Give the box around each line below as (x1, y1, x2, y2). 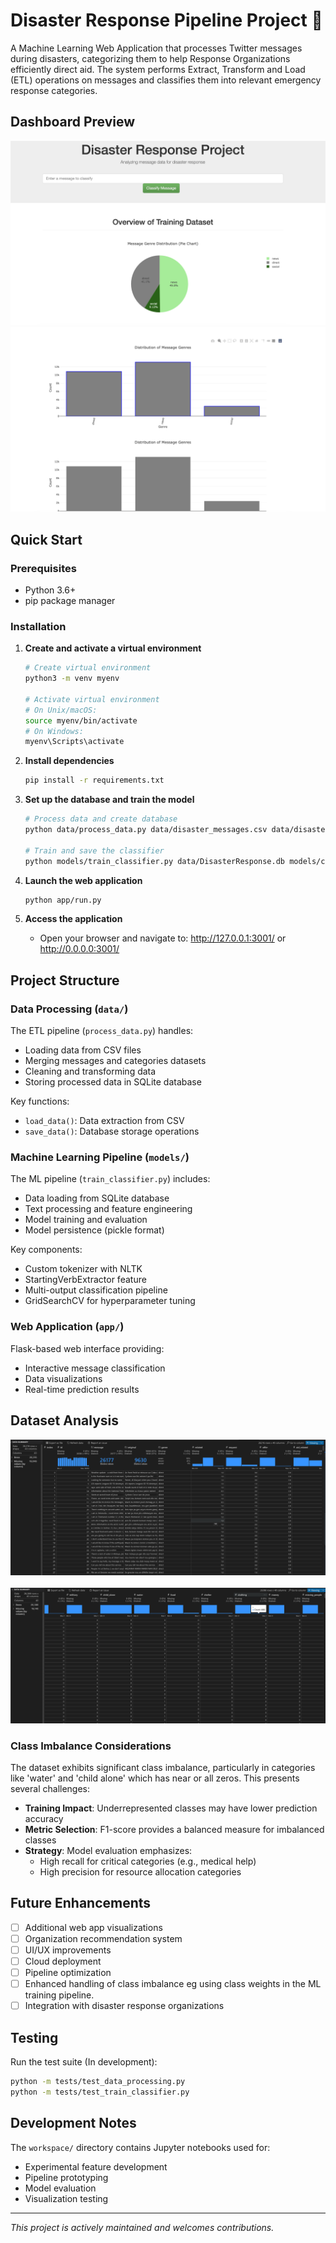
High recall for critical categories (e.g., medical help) (39, 1855, 257, 1867)
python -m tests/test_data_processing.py (10, 2077, 186, 2087)
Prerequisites (10, 561, 77, 575)
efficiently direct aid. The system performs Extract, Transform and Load (10, 63, 306, 75)
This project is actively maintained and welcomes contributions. (10, 2221, 275, 2233)
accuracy (24, 1812, 64, 1824)
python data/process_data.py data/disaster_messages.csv (24, 825, 268, 835)
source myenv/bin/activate (24, 715, 138, 726)
